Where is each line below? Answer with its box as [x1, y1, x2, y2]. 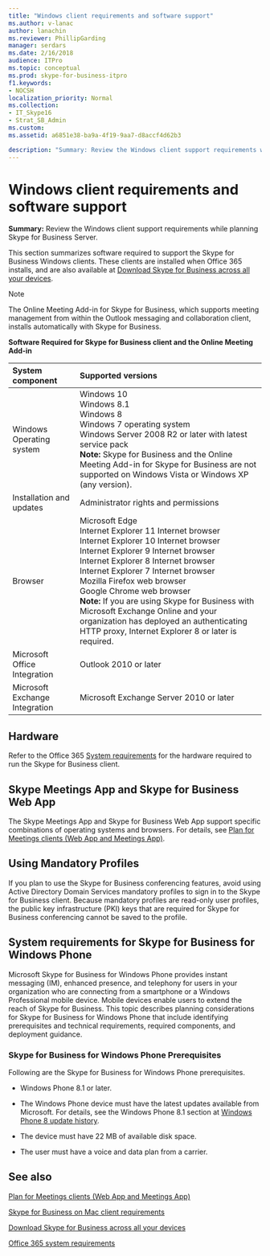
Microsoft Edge [80, 515, 138, 526]
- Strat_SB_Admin [8, 117, 67, 125]
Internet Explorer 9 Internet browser [80, 546, 215, 557]
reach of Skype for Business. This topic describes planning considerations [8, 1004, 255, 1013]
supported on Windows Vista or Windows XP [80, 469, 249, 481]
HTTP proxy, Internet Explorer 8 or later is [80, 626, 237, 637]
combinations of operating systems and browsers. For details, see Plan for [8, 825, 255, 835]
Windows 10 [80, 389, 128, 400]
